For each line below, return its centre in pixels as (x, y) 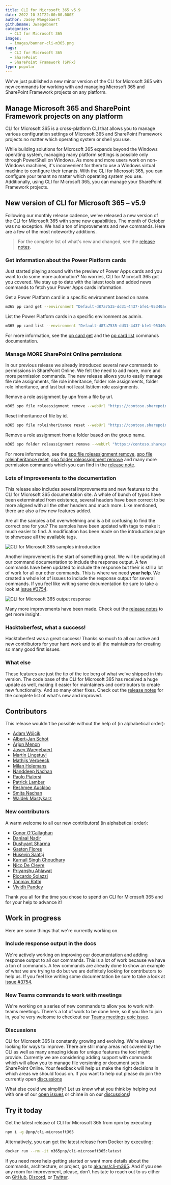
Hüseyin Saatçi (28, 854)
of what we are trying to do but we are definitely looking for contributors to (83, 971)
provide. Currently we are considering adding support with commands (79, 1058)
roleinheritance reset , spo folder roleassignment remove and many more (81, 459)
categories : (18, 29)
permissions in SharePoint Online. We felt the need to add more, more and (83, 371)
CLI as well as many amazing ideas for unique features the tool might (78, 1052)
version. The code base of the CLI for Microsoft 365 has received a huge (82, 679)
